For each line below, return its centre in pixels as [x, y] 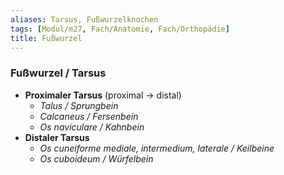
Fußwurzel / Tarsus [58, 73]
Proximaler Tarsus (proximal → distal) [103, 95]
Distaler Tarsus [57, 137]
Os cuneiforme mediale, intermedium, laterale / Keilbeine [157, 148]
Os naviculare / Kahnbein [92, 127]
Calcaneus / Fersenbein [89, 116]
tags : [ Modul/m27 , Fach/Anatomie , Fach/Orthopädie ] [120, 29]
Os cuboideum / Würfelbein [96, 158]
